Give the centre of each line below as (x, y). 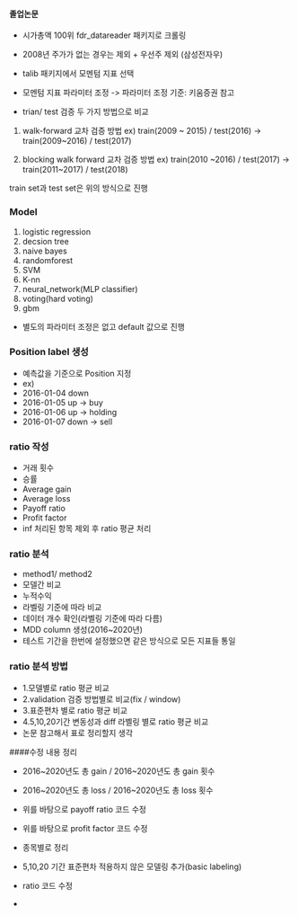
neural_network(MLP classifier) (80, 289)
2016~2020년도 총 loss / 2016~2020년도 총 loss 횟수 (118, 790)
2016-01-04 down (56, 393)
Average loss (46, 499)
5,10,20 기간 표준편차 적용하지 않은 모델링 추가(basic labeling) (132, 866)
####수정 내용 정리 (44, 751)
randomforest (48, 260)
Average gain (47, 489)
